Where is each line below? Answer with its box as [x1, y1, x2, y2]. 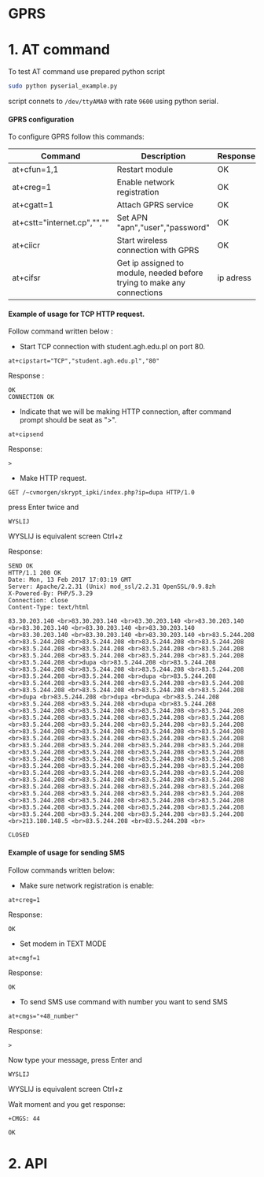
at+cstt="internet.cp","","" [12, 218, 110, 229]
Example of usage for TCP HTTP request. [8, 309, 145, 318]
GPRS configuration [8, 114, 75, 124]
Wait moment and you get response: [8, 1099, 126, 1108]
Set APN [116, 212, 148, 223]
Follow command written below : [8, 326, 114, 336]
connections [116, 287, 163, 298]
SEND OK [8, 562, 34, 570]
